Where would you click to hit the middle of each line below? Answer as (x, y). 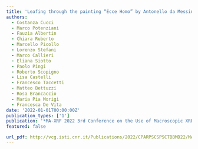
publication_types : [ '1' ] (38, 115)
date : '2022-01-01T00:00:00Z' (43, 110)
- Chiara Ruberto (33, 39)
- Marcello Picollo (35, 45)
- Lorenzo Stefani (34, 50)
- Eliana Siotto (31, 61)
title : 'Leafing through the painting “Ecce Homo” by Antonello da (91, 11)
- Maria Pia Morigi (35, 99)
